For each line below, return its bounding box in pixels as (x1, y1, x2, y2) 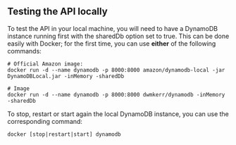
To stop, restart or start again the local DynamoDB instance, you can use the (7, 109, 229, 118)
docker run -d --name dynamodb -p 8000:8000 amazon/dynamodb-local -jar (7, 66, 225, 73)
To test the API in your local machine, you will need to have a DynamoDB (7, 24, 218, 32)
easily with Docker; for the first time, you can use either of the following (7, 39, 216, 48)
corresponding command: (7, 117, 83, 125)
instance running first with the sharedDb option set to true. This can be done (7, 32, 230, 40)
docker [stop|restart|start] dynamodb (7, 130, 121, 138)
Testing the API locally (7, 6, 108, 18)
